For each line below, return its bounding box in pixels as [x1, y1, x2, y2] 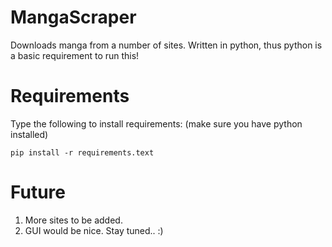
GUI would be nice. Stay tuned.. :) [24, 224, 164, 236]
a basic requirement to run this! [10, 49, 140, 61]
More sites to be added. [24, 214, 123, 226]
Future [10, 181, 67, 204]
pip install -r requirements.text [10, 147, 155, 158]
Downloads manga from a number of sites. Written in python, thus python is [10, 39, 323, 51]
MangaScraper [10, 6, 137, 29]
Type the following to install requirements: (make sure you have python [10, 117, 303, 130]
